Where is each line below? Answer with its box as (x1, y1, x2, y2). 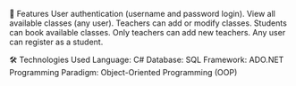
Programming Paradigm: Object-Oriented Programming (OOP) (9, 67, 238, 77)
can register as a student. (9, 36, 104, 47)
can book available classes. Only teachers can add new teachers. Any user (9, 27, 286, 37)
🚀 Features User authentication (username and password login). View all (9, 9, 275, 19)
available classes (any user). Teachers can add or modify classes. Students (9, 18, 288, 28)
